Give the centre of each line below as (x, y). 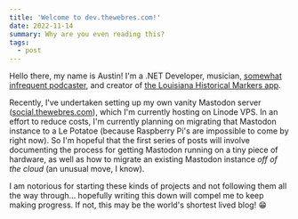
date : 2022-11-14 (41, 26)
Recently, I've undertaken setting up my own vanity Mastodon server (135, 102)
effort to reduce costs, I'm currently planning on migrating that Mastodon (143, 122)
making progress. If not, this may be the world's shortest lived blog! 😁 (138, 205)
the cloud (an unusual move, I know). (77, 169)
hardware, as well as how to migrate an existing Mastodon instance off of (144, 159)
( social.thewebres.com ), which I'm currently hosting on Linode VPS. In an (144, 112)
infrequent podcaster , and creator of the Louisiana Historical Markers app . (145, 85)
